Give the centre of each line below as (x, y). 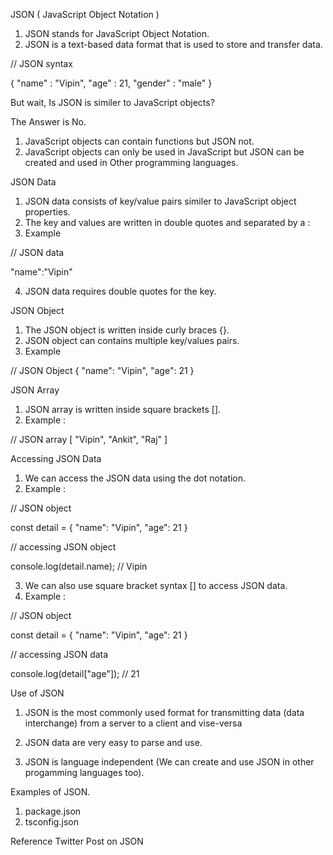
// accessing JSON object (63, 547)
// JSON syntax (41, 63)
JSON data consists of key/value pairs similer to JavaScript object (160, 201)
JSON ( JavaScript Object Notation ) (85, 14)
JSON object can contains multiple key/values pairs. (132, 340)
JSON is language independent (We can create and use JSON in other (169, 762)
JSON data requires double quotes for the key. (120, 291)
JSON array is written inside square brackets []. (123, 409)
